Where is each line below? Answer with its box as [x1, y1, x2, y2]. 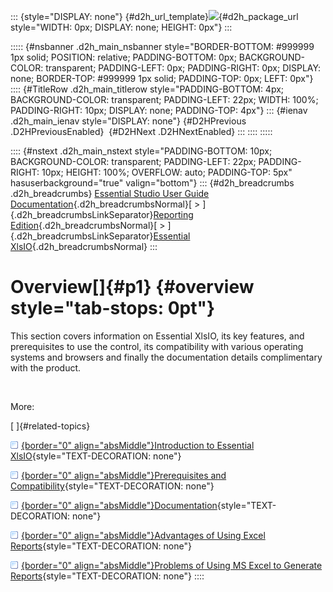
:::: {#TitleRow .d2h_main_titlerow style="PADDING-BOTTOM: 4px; [10, 83, 285, 95]
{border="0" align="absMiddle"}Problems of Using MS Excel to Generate [21, 559, 323, 571]
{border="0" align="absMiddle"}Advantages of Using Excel [21, 529, 266, 541]
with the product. [10, 361, 82, 374]
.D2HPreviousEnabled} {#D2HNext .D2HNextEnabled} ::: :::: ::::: [10, 126, 273, 137]
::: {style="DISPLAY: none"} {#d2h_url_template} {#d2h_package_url [10, 11, 299, 22]
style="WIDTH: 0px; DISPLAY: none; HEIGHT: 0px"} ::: [10, 21, 233, 33]
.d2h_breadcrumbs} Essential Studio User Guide [10, 188, 210, 199]
